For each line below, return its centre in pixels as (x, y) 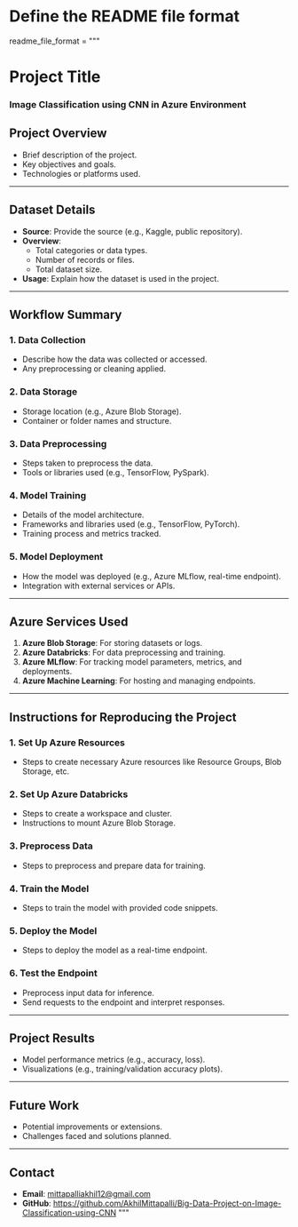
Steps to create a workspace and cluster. (97, 814)
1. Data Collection (47, 339)
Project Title (55, 77)
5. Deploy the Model (53, 930)
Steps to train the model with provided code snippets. (120, 907)
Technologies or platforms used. (81, 173)
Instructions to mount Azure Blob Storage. (98, 823)
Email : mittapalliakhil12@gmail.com (86, 1193)
